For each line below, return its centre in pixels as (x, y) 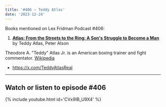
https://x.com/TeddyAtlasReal (42, 68)
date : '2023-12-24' (25, 14)
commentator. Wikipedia (30, 58)
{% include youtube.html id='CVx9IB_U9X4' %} (53, 100)
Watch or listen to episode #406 (56, 88)
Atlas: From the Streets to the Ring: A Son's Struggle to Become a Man (86, 38)
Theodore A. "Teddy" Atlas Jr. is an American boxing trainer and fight (76, 53)
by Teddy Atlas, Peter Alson (41, 43)
